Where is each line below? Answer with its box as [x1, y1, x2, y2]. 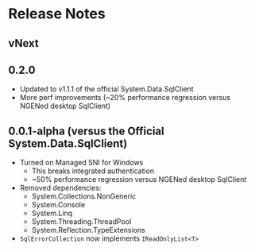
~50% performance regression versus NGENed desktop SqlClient [31, 175, 247, 184]
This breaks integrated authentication [31, 166, 155, 176]
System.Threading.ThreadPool [31, 217, 132, 226]
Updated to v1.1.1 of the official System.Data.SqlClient [19, 84, 194, 94]
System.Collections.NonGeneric [31, 191, 137, 201]
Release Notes [8, 5, 106, 23]
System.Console [31, 200, 86, 210]
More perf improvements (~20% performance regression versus [19, 93, 231, 102]
